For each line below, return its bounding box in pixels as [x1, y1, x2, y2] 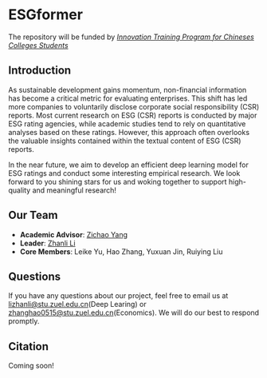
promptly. [8, 316, 40, 326]
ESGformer [8, 6, 84, 24]
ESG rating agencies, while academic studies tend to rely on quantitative [8, 118, 246, 129]
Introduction [8, 64, 72, 78]
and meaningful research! [32, 185, 117, 195]
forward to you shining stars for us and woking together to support [8, 177, 227, 186]
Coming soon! [8, 361, 54, 371]
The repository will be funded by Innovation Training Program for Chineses [8, 32, 255, 42]
